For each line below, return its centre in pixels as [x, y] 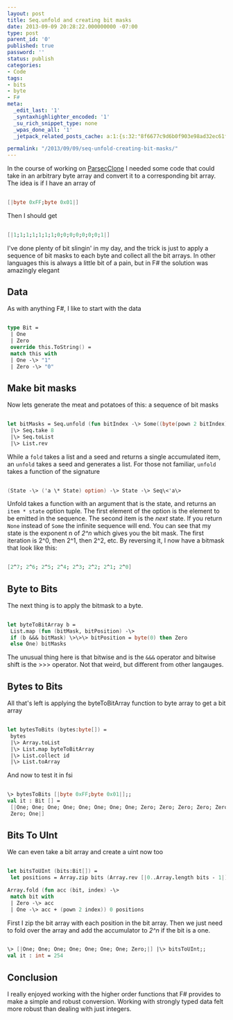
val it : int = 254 [35, 956]
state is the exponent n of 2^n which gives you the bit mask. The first [106, 533]
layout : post [26, 14]
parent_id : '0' [29, 40]
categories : [24, 65]
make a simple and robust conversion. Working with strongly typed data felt [115, 1001]
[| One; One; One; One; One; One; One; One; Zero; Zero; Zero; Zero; [111, 807]
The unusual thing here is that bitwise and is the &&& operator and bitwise [112, 657]
